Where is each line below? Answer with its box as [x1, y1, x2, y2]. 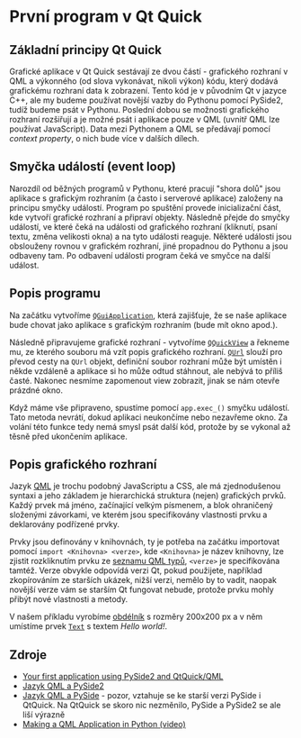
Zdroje [9, 647, 48, 662]
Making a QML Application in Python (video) [22, 719, 186, 730]
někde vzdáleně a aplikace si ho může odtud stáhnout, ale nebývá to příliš [9, 365, 283, 376]
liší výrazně [22, 709, 66, 720]
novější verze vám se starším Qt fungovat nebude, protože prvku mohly [9, 584, 274, 596]
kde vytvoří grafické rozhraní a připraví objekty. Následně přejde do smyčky [9, 212, 290, 223]
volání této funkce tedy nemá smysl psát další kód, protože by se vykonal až [9, 421, 291, 432]
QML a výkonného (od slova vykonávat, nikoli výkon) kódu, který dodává [9, 76, 279, 87]
